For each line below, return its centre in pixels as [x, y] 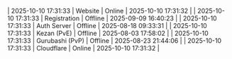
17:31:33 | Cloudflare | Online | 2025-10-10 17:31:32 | [83, 48]
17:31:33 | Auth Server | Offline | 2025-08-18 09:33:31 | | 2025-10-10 [107, 26]
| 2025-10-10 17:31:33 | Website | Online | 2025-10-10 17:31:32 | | [102, 11]
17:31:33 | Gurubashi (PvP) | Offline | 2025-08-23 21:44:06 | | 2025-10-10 [115, 41]
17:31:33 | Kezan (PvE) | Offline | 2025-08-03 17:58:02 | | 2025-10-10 [108, 33]
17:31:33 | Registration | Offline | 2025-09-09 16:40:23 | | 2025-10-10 [116, 18]
